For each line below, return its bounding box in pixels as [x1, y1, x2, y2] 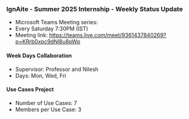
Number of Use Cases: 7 [15, 99, 77, 106]
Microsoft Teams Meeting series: [15, 19, 98, 26]
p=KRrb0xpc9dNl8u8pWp [15, 38, 80, 46]
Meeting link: [15, 32, 48, 39]
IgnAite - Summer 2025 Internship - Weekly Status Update [6, 5, 183, 13]
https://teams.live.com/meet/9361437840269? [49, 32, 166, 39]
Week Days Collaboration [6, 52, 72, 59]
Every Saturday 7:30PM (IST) [15, 25, 88, 32]
